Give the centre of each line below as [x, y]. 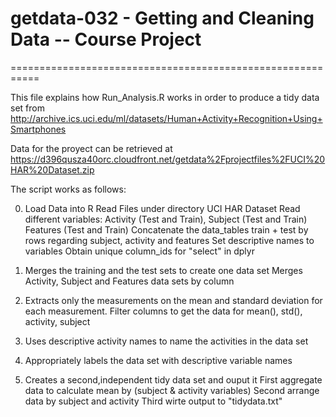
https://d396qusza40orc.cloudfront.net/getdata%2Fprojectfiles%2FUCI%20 [168, 159]
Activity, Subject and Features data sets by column [129, 281]
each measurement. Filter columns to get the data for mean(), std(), [163, 311]
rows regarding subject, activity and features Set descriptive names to [169, 240]
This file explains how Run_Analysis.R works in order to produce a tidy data [165, 97]
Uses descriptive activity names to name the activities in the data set [166, 341]
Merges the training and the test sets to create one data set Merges [163, 270]
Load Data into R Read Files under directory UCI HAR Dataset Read [162, 208]
